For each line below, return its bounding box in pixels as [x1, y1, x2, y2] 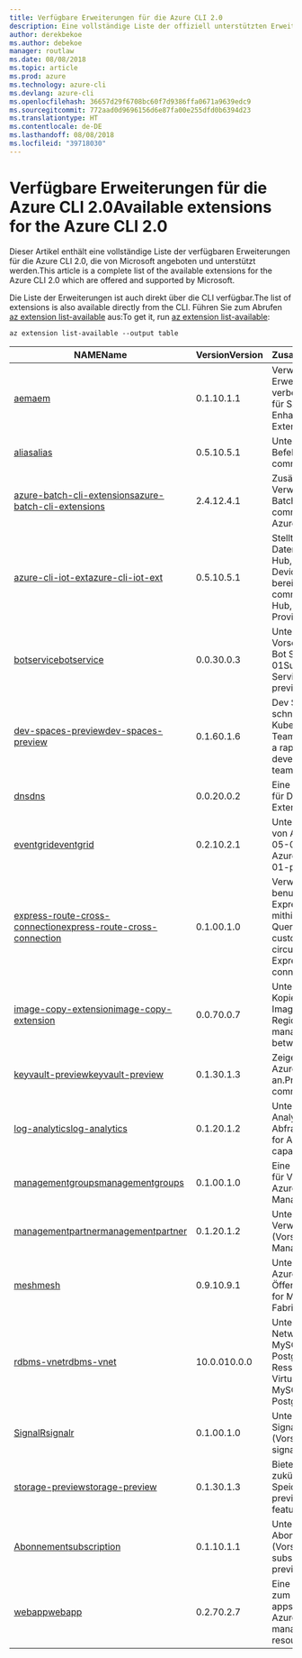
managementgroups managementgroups [13, 1176, 184, 1188]
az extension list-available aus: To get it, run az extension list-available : [9, 311, 271, 322]
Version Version [195, 348, 263, 361]
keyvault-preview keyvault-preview [13, 1067, 164, 1080]
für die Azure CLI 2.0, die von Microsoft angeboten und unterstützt [9, 255, 256, 266]
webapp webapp [13, 1606, 83, 1618]
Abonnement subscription [13, 1540, 121, 1553]
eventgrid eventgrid [13, 838, 94, 850]
